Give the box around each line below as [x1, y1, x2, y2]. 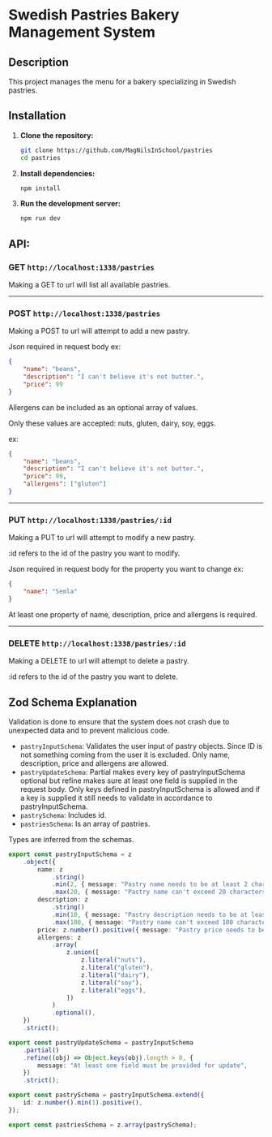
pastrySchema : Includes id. [19, 810, 107, 819]
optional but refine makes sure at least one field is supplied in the [19, 776, 238, 785]
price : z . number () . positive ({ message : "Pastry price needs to [37, 926, 255, 934]
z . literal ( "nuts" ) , [80, 956, 147, 964]
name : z [37, 865, 63, 874]
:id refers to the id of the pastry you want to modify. [8, 548, 181, 558]
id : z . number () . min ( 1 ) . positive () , [23, 1099, 143, 1107]
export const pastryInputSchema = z [8, 850, 132, 858]
